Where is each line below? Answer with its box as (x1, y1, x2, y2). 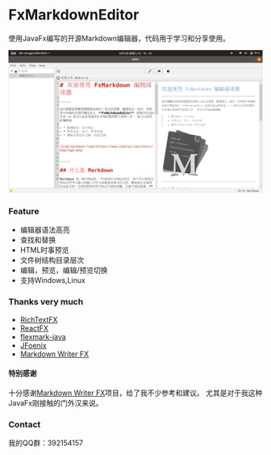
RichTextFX (19, 314, 58, 324)
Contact (8, 419, 41, 430)
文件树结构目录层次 (19, 255, 85, 265)
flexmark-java (19, 331, 66, 341)
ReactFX (19, 323, 49, 333)
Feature (8, 205, 40, 217)
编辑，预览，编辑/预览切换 (19, 265, 108, 276)
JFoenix (19, 340, 47, 350)
